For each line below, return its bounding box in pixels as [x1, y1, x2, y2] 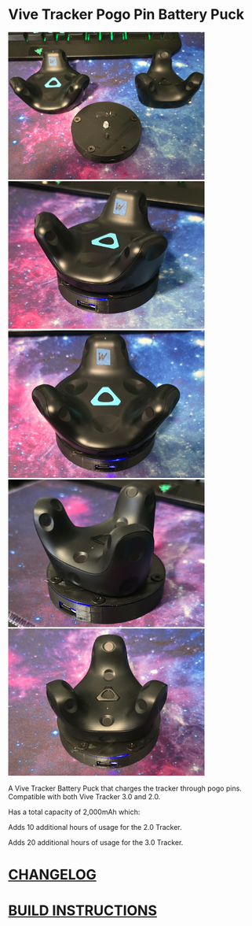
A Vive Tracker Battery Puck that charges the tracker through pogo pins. [8, 783, 242, 793]
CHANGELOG [8, 865, 97, 883]
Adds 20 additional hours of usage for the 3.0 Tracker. [8, 838, 184, 847]
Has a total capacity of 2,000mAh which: [8, 807, 141, 817]
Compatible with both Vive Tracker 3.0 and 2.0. [8, 792, 161, 802]
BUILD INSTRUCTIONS [8, 902, 157, 919]
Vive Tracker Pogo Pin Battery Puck [8, 6, 245, 24]
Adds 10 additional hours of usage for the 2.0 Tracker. [8, 823, 182, 832]
